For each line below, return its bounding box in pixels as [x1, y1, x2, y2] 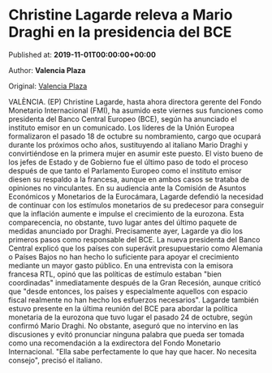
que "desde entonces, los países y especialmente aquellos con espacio [8, 286, 248, 296]
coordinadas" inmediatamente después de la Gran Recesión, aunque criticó [8, 277, 261, 287]
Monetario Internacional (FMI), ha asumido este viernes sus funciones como [8, 105, 264, 115]
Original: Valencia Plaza [8, 81, 88, 91]
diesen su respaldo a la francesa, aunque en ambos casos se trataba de [8, 174, 250, 184]
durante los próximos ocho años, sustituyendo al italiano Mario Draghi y [8, 139, 248, 149]
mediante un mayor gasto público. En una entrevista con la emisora [8, 260, 234, 270]
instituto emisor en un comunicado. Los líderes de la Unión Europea [8, 122, 235, 132]
